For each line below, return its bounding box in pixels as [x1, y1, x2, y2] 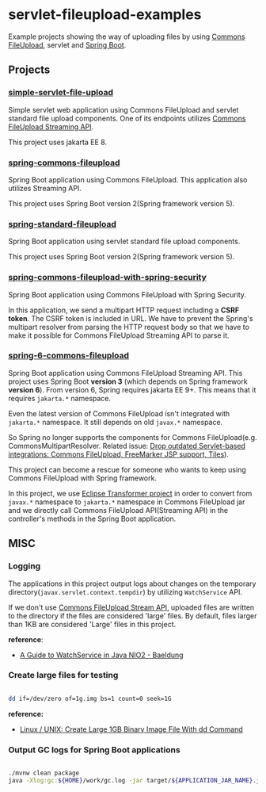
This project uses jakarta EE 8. [8, 137, 108, 147]
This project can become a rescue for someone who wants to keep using [8, 465, 247, 474]
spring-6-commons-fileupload [8, 350, 129, 362]
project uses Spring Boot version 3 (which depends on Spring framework [8, 377, 248, 386]
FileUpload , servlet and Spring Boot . [8, 40, 127, 49]
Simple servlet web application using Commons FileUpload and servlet [8, 105, 239, 114]
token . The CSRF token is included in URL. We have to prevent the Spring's [8, 313, 253, 323]
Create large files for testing [8, 670, 119, 681]
